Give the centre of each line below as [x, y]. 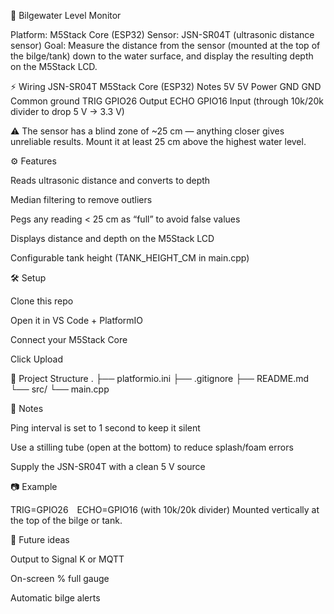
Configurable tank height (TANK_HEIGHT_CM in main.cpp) [130, 258]
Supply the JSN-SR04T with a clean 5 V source [108, 466]
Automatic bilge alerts [55, 598]
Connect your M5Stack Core [69, 339]
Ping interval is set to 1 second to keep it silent [105, 428]
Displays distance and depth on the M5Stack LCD [112, 238]
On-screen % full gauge [60, 578]
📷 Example [34, 486]
